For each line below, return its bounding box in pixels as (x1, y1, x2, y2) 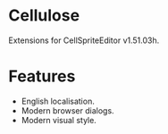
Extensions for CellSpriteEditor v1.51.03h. (8, 35, 160, 46)
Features (8, 66, 76, 87)
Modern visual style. (21, 114, 97, 125)
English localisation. (21, 96, 95, 106)
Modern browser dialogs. (21, 105, 114, 116)
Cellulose (8, 5, 80, 26)
